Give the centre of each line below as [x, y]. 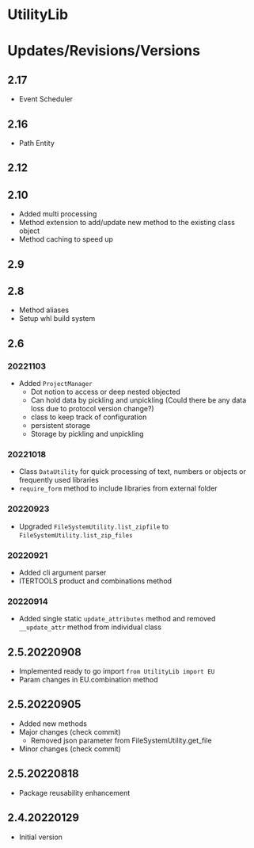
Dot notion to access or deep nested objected [106, 392]
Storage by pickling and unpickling [87, 434]
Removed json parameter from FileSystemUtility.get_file [121, 740]
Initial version [40, 837]
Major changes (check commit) [70, 731]
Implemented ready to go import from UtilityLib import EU [117, 671]
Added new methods [53, 724]
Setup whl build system [57, 319]
